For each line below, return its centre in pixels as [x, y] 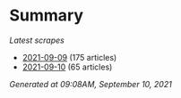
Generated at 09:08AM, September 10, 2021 [90, 84]
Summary [46, 16]
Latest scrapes [37, 40]
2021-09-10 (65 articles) [67, 67]
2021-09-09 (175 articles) [69, 57]
